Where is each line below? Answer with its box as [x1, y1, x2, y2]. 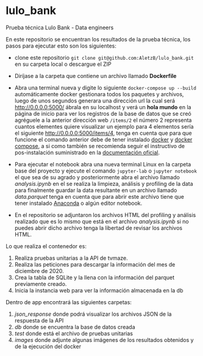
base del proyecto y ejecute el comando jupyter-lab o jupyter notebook [14, 167, 198, 174]
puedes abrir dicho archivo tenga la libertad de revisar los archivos [14, 224, 183, 232]
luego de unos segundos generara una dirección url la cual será [14, 97, 175, 104]
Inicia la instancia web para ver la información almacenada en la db [14, 287, 183, 294]
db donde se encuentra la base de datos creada [14, 323, 135, 330]
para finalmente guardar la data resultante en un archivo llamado [14, 187, 177, 194]
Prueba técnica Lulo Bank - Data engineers [5, 24, 114, 31]
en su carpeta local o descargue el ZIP [14, 60, 112, 68]
